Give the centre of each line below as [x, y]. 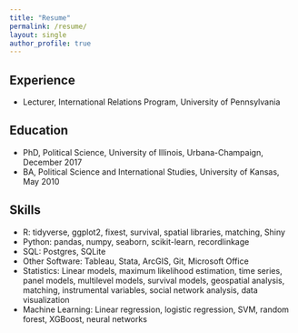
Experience [42, 80]
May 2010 [41, 181]
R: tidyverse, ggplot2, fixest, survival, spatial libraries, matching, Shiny [154, 232]
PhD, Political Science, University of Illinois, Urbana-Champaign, [143, 152]
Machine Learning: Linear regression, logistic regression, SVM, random [155, 309]
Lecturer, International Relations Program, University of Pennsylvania [151, 102]
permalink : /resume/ [49, 26]
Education [39, 131]
